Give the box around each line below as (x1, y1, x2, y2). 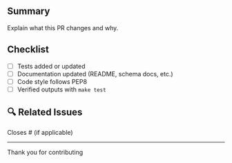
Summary (7, 6, 50, 17)
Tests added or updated (17, 62, 86, 70)
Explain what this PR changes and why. (7, 23, 119, 32)
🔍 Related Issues (7, 107, 83, 118)
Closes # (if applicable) (7, 128, 74, 136)
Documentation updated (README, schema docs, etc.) (17, 69, 174, 78)
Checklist (7, 44, 50, 56)
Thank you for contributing (7, 148, 84, 156)
